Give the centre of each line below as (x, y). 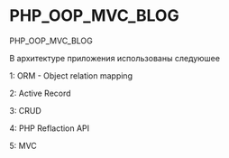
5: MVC (23, 145)
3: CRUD (26, 110)
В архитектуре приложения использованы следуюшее (115, 58)
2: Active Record (40, 93)
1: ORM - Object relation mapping (71, 75)
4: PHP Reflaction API (50, 128)
